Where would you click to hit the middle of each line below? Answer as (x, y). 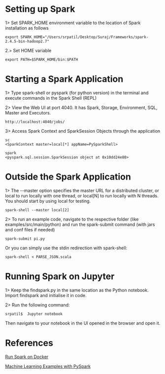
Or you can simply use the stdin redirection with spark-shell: (66, 248)
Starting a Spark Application (64, 79)
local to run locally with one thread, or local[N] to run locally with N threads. (82, 195)
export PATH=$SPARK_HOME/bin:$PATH (42, 59)
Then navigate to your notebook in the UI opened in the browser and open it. (83, 323)
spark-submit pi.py (25, 239)
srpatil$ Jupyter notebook (34, 314)
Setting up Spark (40, 9)
